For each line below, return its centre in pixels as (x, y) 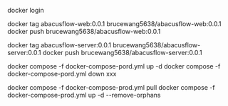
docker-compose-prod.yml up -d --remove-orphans (84, 95)
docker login (26, 10)
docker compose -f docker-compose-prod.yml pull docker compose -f (111, 87)
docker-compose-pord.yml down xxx (62, 74)
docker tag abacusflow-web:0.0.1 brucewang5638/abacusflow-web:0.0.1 (114, 24)
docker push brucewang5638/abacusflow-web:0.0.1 (84, 31)
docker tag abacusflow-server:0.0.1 (59, 45)
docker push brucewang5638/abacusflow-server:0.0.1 (122, 53)
